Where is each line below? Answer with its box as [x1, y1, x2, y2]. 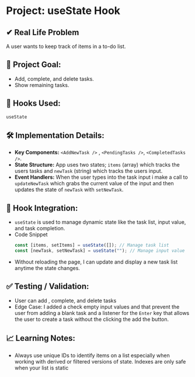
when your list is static [14, 364, 69, 371]
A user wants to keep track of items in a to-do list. [6, 43, 126, 50]
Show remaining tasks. [14, 81, 69, 88]
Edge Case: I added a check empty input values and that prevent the [14, 303, 180, 310]
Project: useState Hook [6, 4, 121, 18]
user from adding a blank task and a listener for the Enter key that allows [14, 309, 190, 316]
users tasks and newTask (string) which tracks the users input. [14, 168, 163, 175]
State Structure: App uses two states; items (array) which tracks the [14, 161, 180, 168]
